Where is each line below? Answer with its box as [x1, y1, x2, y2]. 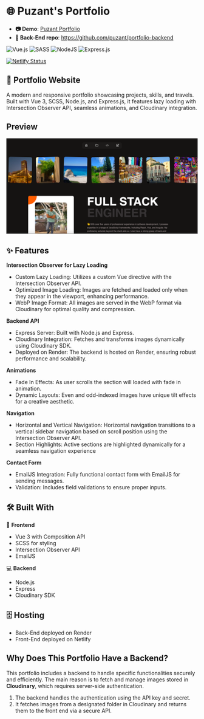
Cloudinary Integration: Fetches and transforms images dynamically [15, 335, 185, 343]
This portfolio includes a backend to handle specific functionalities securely [6, 669, 195, 676]
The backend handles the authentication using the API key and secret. [15, 694, 191, 701]
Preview [6, 122, 38, 132]
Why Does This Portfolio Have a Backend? [6, 653, 169, 664]
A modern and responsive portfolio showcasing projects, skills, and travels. [6, 91, 194, 98]
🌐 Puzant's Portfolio [6, 4, 110, 18]
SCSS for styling [15, 540, 56, 547]
